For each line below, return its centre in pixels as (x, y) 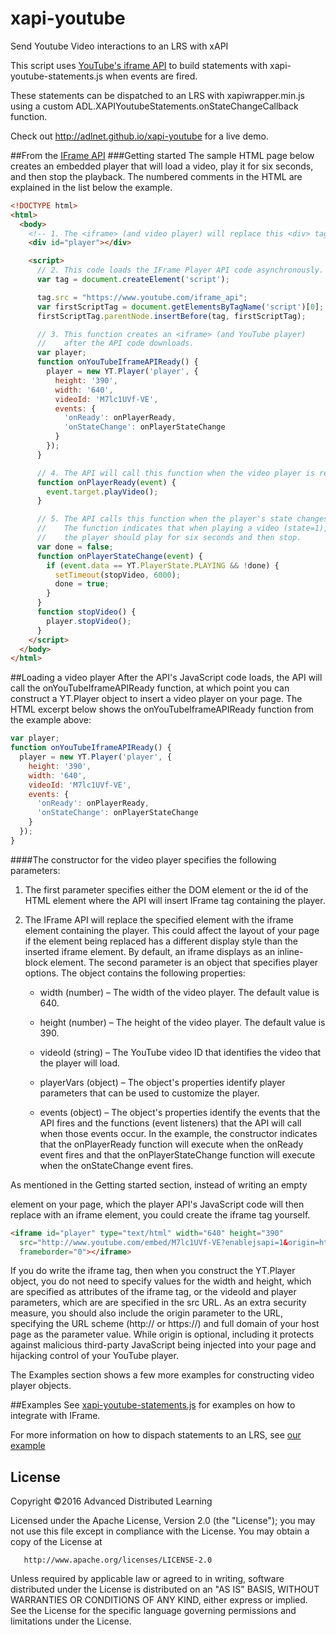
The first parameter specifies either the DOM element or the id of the (166, 889)
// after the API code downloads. (115, 343)
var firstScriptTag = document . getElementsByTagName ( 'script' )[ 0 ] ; (180, 307)
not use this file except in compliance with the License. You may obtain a (160, 1531)
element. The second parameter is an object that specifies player (184, 962)
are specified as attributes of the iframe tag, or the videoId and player (153, 1292)
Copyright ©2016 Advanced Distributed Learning (111, 1501)
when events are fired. (151, 76)
